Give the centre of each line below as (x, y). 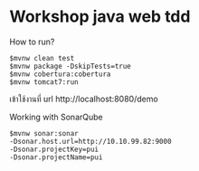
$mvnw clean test (42, 58)
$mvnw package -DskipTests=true (70, 66)
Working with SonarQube (56, 117)
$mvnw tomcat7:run (44, 82)
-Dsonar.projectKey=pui (54, 149)
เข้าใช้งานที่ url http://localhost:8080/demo (84, 99)
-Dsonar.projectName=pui (56, 157)
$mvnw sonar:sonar (44, 133)
